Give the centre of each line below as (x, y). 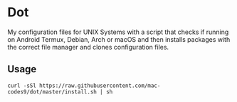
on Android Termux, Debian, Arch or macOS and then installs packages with (119, 39)
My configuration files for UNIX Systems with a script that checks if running (118, 32)
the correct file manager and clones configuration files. (88, 47)
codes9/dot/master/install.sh (52, 92)
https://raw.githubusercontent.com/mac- (100, 86)
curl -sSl (22, 86)
